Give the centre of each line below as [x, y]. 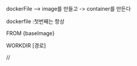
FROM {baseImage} [31, 33]
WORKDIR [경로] [26, 45]
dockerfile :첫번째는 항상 [35, 21]
